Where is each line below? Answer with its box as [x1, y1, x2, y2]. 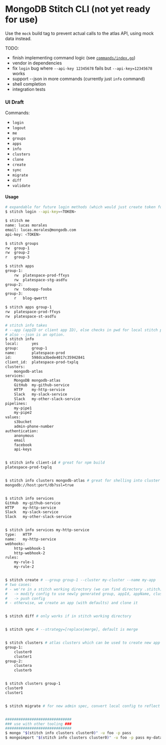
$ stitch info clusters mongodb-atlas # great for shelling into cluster [5, 478, 161, 483]
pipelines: [5, 401, 28, 406]
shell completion [12, 81, 46, 87]
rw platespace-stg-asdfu [14, 277, 68, 282]
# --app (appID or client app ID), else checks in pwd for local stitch [5, 327, 158, 332]
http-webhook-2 [14, 550, 45, 556]
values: [5, 415, 21, 420]
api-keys [14, 447, 32, 452]
